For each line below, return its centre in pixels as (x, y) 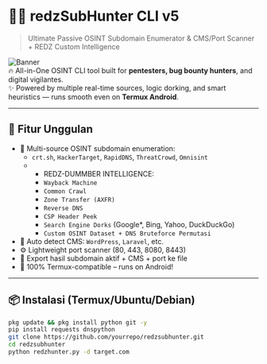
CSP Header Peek (70, 217)
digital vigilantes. (36, 79)
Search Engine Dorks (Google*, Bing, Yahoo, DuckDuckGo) (139, 224)
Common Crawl (65, 191)
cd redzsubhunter (37, 345)
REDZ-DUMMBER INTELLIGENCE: (99, 173)
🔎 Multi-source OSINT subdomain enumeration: (97, 148)
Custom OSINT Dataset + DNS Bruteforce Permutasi (127, 234)
